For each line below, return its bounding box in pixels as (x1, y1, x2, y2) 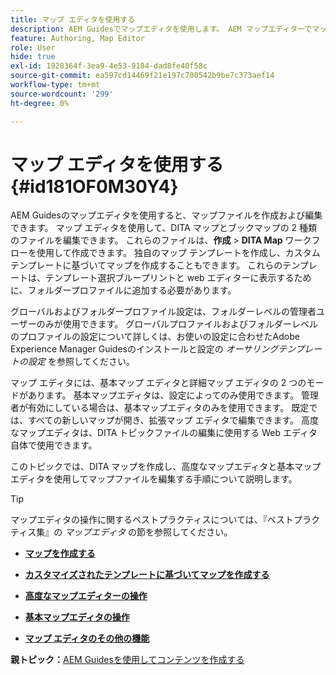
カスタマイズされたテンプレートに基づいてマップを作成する (24, 569, 270, 581)
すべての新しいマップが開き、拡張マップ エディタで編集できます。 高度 (27, 414, 319, 426)
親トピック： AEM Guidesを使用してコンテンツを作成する (10, 654, 245, 666)
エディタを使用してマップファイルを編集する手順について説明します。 (10, 473, 298, 485)
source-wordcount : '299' (10, 89, 114, 99)
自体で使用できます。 (10, 439, 98, 451)
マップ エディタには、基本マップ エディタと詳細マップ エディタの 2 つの (10, 377, 307, 389)
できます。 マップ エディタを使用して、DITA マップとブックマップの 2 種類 (10, 222, 318, 234)
